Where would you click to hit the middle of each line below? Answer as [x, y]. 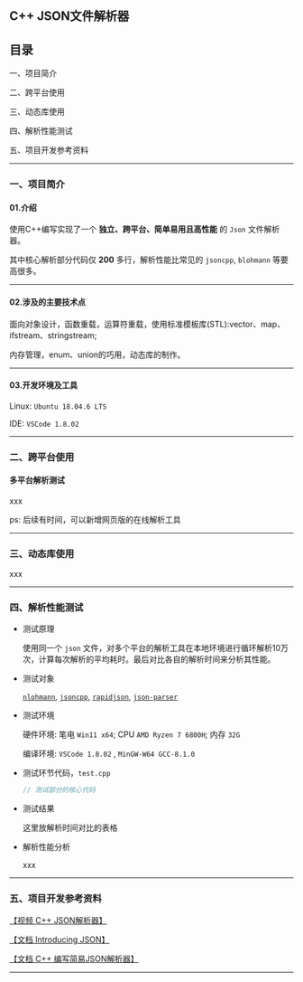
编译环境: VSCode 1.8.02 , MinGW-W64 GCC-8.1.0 [109, 754]
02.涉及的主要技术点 [47, 302]
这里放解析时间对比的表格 [70, 828]
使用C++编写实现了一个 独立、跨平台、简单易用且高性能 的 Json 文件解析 [145, 230]
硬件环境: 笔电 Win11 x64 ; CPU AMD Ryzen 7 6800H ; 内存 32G [131, 734]
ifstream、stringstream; [53, 335]
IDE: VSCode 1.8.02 [44, 423]
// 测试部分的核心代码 [59, 790]
